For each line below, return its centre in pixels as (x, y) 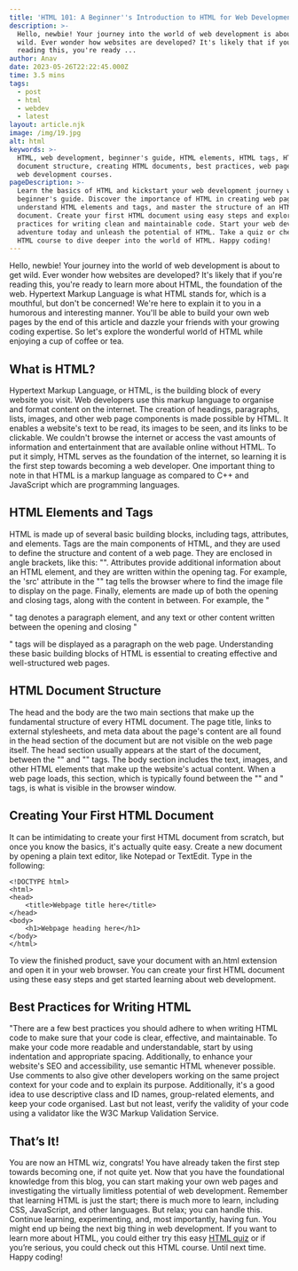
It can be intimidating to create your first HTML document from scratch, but (147, 837)
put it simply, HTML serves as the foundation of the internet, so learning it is (148, 457)
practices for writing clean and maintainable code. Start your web (146, 224)
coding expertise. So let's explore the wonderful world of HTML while (136, 332)
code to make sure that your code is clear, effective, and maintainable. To (143, 1038)
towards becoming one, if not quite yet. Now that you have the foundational (147, 1172)
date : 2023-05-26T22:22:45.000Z (69, 68)
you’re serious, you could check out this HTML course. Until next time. (138, 1248)
